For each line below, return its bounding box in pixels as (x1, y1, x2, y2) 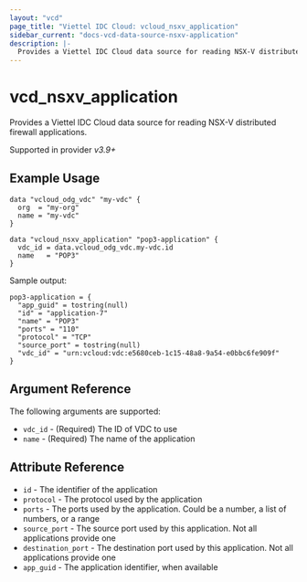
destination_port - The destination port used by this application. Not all (22, 542, 294, 553)
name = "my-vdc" (17, 211, 79, 220)
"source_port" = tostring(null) (17, 340, 142, 350)
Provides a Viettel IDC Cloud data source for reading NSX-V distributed (9, 117, 277, 128)
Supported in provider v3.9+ (9, 144, 116, 155)
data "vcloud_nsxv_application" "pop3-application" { (9, 235, 219, 244)
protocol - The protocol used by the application (22, 493, 203, 504)
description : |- (9, 38, 71, 48)
